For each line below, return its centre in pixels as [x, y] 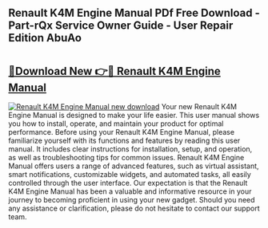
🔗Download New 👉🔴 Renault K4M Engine [115, 71]
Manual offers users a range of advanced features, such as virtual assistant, [134, 166]
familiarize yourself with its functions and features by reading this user [124, 140]
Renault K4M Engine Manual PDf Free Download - [134, 13]
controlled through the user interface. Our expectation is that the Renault [128, 183]
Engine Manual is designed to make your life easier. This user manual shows [134, 115]
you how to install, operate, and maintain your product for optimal [116, 124]
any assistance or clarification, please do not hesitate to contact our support [134, 208]
